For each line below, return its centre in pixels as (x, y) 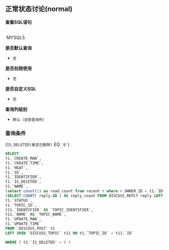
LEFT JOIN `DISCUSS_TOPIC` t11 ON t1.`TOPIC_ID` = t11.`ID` (70, 233)
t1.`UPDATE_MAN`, (23, 219)
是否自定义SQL (21, 89)
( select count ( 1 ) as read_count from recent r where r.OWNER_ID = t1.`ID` (85, 191)
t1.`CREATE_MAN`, (23, 158)
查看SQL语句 (18, 22)
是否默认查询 (18, 48)
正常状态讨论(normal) (39, 9)
